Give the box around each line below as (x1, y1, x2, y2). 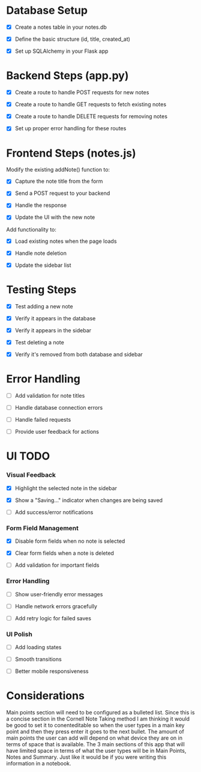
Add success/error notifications (14, 508, 94, 516)
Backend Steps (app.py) (6, 69, 129, 83)
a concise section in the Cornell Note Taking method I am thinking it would (6, 715, 190, 723)
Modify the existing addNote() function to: (6, 166, 110, 173)
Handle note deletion (14, 250, 67, 257)
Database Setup (6, 4, 88, 17)
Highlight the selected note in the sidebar (14, 484, 117, 492)
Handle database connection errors (14, 404, 103, 411)
